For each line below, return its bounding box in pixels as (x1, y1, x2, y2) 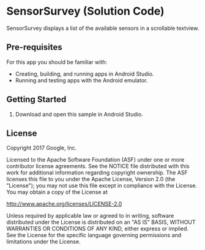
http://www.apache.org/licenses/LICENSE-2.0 (6, 200, 122, 208)
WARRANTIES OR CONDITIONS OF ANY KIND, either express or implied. (6, 225, 188, 232)
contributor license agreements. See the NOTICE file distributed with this (6, 163, 190, 170)
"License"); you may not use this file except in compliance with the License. (6, 182, 198, 190)
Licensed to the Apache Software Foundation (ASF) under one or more (6, 156, 185, 163)
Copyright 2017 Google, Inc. (6, 145, 77, 152)
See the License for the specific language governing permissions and (6, 232, 182, 239)
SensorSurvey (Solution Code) (6, 4, 165, 18)
